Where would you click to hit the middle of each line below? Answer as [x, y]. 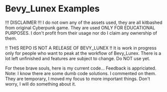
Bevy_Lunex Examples [52, 9]
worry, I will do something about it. [41, 84]
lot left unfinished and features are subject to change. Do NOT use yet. [78, 58]
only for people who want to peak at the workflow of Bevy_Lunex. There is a [83, 53]
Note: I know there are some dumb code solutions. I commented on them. [81, 73]
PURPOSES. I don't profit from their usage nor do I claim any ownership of [81, 33]
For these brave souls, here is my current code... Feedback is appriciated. [81, 68]
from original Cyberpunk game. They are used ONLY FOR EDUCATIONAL [80, 27]
